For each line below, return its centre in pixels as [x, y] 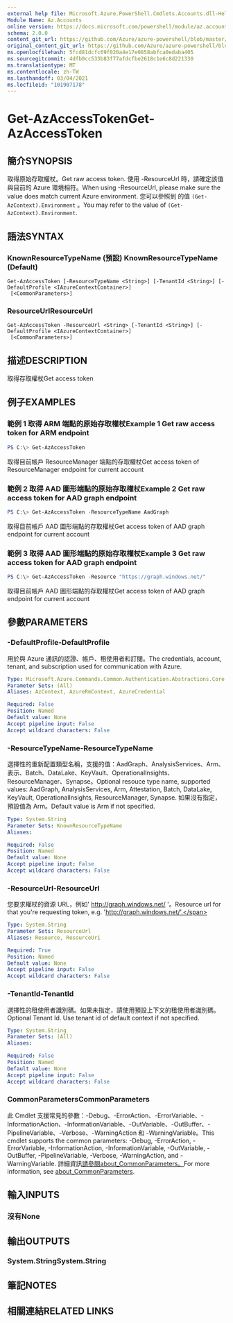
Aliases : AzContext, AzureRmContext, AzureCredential [87, 692]
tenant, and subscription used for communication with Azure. [95, 666]
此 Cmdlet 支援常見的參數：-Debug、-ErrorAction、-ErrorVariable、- [106, 1115]
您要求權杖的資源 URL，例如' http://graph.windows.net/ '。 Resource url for [114, 904]
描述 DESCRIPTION [48, 361]
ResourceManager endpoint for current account [76, 469]
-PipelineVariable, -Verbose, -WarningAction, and [108, 1155]
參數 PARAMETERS [48, 622]
